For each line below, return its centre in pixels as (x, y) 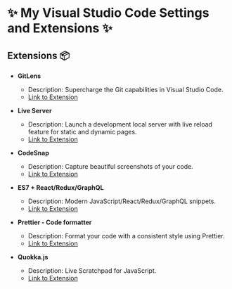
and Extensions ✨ (60, 28)
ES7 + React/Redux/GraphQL (60, 187)
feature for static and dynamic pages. (82, 132)
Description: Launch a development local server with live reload (120, 124)
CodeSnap (33, 153)
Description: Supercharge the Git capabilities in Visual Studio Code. (125, 90)
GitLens (29, 76)
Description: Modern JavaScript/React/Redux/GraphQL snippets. (122, 201)
